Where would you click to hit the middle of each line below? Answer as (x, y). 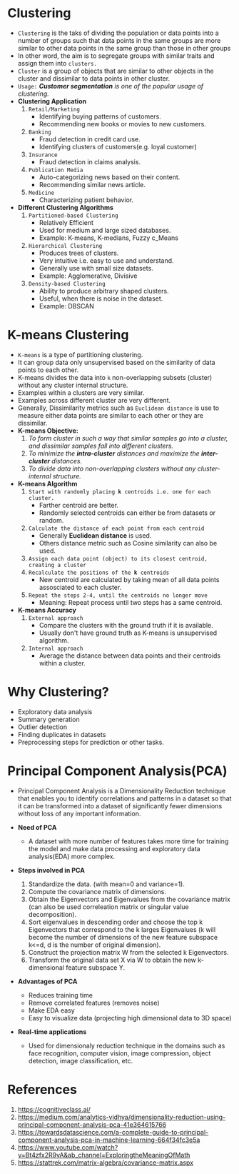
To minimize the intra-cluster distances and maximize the (114, 453)
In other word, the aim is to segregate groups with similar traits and (116, 56)
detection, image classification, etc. (81, 1060)
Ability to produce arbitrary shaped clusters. (104, 291)
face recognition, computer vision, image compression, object (119, 1053)
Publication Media (56, 170)
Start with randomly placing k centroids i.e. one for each (119, 492)
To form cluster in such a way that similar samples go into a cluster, (128, 438)
